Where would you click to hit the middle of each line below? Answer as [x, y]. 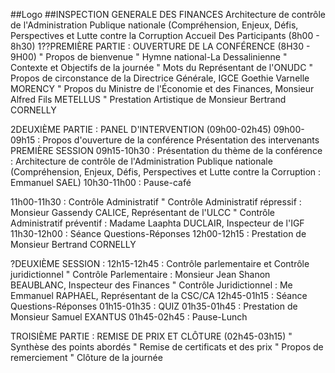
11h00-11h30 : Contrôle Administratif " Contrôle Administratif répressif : [156, 202]
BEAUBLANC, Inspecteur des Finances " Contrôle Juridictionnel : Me [151, 285]
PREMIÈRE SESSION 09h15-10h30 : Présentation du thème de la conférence [166, 150]
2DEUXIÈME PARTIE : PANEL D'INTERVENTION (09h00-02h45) [141, 129]
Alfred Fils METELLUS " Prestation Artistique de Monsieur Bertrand [148, 99]
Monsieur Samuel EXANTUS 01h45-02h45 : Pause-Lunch [129, 317]
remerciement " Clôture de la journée [86, 357]
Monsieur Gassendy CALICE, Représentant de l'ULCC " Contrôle [142, 212]
